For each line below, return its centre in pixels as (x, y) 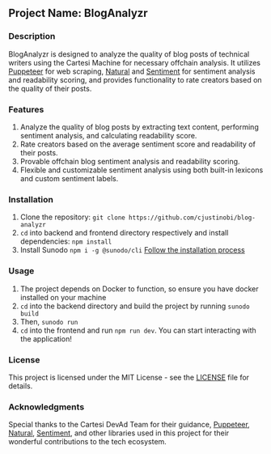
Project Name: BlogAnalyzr (78, 13)
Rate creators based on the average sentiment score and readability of (138, 144)
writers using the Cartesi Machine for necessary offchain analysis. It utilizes (135, 62)
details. (21, 386)
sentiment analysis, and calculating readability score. (108, 135)
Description (32, 36)
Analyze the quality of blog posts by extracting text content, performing (139, 127)
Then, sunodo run (49, 321)
